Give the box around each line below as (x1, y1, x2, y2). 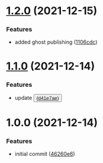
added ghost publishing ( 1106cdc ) (14, 38, 98, 45)
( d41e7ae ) (36, 94, 59, 101)
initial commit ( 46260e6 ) (14, 151, 75, 158)
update (14, 94, 33, 101)
